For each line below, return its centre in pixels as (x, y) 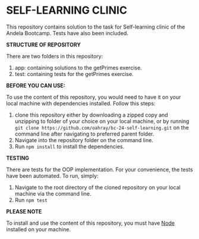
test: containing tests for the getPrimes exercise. (74, 74)
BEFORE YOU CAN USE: (36, 85)
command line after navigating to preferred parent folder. (84, 134)
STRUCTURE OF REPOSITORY (44, 45)
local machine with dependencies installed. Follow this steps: (81, 103)
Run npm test (31, 200)
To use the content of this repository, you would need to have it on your (94, 97)
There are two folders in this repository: (55, 56)
